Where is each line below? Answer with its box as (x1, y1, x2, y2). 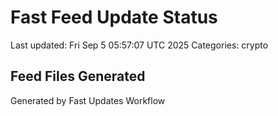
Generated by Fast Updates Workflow (10, 94, 166, 106)
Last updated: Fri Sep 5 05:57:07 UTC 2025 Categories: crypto (10, 39, 269, 51)
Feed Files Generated (10, 68, 146, 85)
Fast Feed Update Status (10, 6, 218, 29)
